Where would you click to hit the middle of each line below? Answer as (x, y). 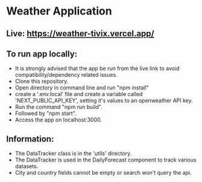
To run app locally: (42, 54)
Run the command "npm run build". (58, 107)
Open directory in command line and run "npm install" (82, 88)
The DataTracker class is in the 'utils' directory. (73, 154)
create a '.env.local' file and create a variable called (79, 94)
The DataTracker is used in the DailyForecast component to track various (106, 160)
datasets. (27, 166)
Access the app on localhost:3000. (58, 120)
